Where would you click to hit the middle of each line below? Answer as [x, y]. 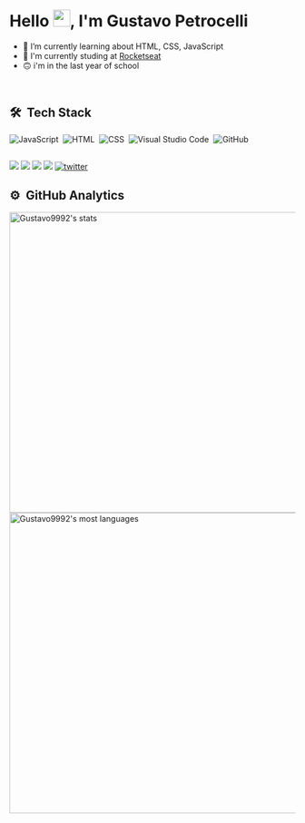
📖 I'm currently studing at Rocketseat [92, 55]
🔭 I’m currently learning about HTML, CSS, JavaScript [123, 46]
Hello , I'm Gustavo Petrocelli [129, 21]
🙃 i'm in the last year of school [81, 65]
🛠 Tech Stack [51, 113]
